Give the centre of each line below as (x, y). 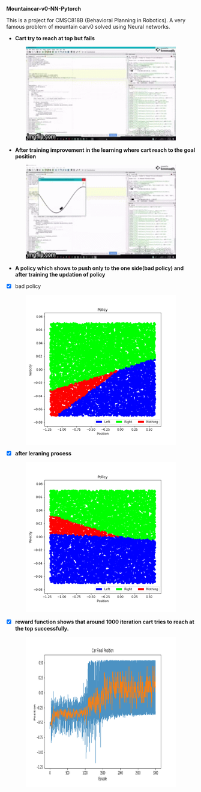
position (25, 156)
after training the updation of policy (60, 274)
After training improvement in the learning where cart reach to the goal (105, 150)
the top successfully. (42, 629)
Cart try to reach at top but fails (55, 38)
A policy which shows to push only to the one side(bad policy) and (99, 268)
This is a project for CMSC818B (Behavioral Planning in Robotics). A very (96, 20)
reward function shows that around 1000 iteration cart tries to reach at (105, 622)
